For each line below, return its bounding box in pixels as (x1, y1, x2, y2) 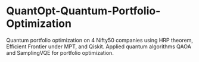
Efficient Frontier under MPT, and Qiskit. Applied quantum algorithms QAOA (6, 43, 192, 50)
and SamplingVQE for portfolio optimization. (6, 49, 114, 56)
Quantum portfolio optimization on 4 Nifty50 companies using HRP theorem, (6, 36, 194, 44)
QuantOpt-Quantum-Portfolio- (6, 4, 161, 18)
